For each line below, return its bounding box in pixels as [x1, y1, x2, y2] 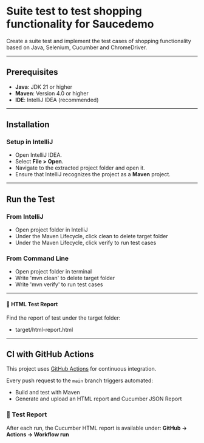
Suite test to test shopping [6, 4, 143, 18]
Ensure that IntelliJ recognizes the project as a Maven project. [15, 171, 171, 178]
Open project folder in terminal [15, 268, 92, 275]
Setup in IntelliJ [6, 138, 53, 146]
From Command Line [6, 254, 69, 263]
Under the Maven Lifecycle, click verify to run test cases [15, 239, 157, 247]
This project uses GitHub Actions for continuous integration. [6, 365, 157, 373]
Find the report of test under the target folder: [6, 314, 121, 321]
